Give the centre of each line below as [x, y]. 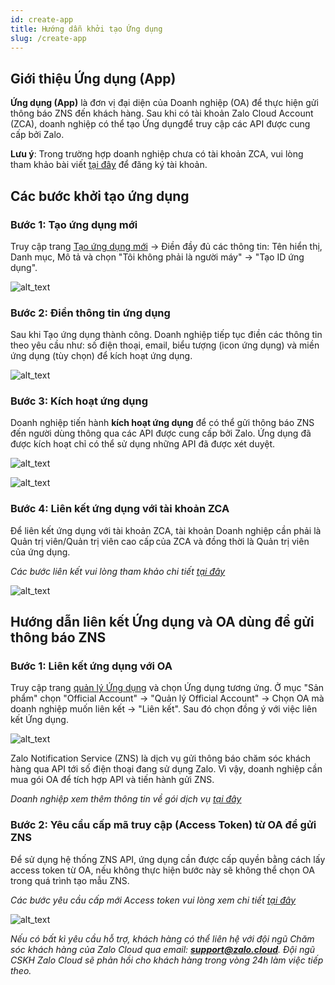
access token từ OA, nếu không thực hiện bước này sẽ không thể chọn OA [162, 870]
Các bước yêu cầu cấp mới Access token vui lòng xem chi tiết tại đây [153, 900]
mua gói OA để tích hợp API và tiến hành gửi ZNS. [112, 780]
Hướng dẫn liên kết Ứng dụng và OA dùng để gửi [162, 622]
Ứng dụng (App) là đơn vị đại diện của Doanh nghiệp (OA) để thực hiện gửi [164, 103]
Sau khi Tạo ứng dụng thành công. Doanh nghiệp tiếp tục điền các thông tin [166, 335]
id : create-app [42, 19]
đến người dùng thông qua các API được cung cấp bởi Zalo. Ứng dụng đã [161, 433]
